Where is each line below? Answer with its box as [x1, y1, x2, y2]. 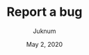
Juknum [33, 27, 56, 35]
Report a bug [6, 4, 83, 20]
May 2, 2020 [26, 40, 63, 48]
